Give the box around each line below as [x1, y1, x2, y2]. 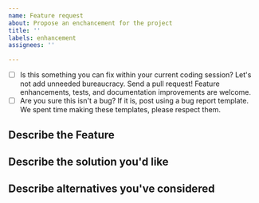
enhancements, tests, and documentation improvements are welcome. [19, 88, 251, 97]
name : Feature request [8, 11, 84, 20]
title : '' [8, 26, 41, 34]
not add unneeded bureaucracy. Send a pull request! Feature [19, 79, 221, 88]
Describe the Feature [8, 128, 116, 142]
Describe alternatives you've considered [8, 182, 215, 196]
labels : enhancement [8, 33, 77, 42]
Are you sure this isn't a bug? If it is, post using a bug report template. [19, 96, 249, 106]
